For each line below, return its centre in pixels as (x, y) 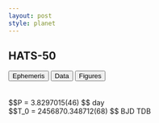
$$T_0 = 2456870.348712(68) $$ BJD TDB (80, 111)
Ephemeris (29, 76)
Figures (90, 76)
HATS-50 (32, 56)
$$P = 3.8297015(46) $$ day (56, 103)
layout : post (30, 16)
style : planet (32, 23)
